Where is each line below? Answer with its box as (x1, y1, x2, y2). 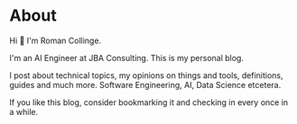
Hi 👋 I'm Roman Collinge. (9, 35, 102, 46)
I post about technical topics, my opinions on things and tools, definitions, (9, 69, 283, 81)
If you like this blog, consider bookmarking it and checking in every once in (9, 96, 289, 108)
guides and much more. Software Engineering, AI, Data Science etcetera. (9, 79, 282, 90)
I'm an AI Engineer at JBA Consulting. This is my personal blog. (9, 52, 244, 63)
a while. (9, 106, 39, 117)
